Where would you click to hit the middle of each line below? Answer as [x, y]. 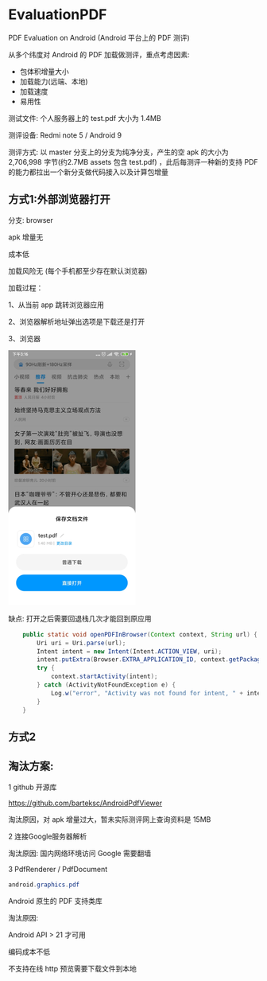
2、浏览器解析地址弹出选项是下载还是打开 [77, 321]
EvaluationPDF [58, 15]
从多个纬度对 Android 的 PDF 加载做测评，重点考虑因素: [99, 54]
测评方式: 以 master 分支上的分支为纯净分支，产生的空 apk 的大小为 [118, 152]
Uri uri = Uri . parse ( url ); [81, 643]
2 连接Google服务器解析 [48, 836]
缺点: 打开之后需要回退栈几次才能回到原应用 [80, 618]
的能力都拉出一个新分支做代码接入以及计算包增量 [88, 172]
